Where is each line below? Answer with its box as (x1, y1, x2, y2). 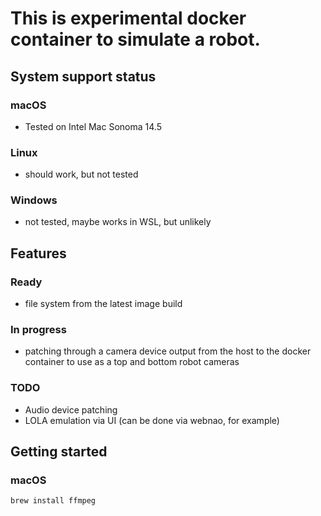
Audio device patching (24, 403, 118, 416)
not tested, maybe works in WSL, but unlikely (24, 216, 212, 228)
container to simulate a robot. (10, 28, 261, 51)
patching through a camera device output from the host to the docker (24, 345, 312, 357)
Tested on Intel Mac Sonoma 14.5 (24, 120, 162, 132)
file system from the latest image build (24, 298, 183, 310)
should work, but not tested (24, 168, 139, 181)
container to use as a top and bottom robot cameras (24, 356, 240, 368)
